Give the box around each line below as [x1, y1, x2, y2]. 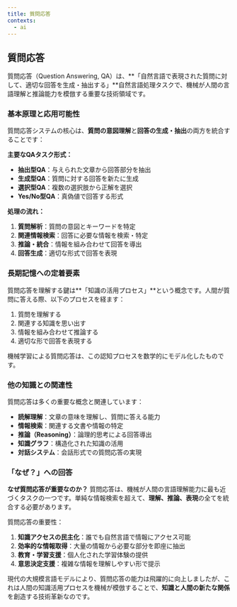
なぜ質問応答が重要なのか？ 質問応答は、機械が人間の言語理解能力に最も [7, 485, 220, 493]
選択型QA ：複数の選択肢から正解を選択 [17, 183, 133, 192]
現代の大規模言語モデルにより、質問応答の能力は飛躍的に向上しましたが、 [7, 574, 224, 583]
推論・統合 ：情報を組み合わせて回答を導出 [17, 240, 142, 248]
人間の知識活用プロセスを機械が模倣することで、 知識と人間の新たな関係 [19, 584, 231, 592]
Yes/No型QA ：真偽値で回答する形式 [17, 192, 124, 201]
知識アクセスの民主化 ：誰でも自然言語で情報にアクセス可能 [17, 533, 191, 542]
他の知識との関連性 [7, 380, 73, 390]
